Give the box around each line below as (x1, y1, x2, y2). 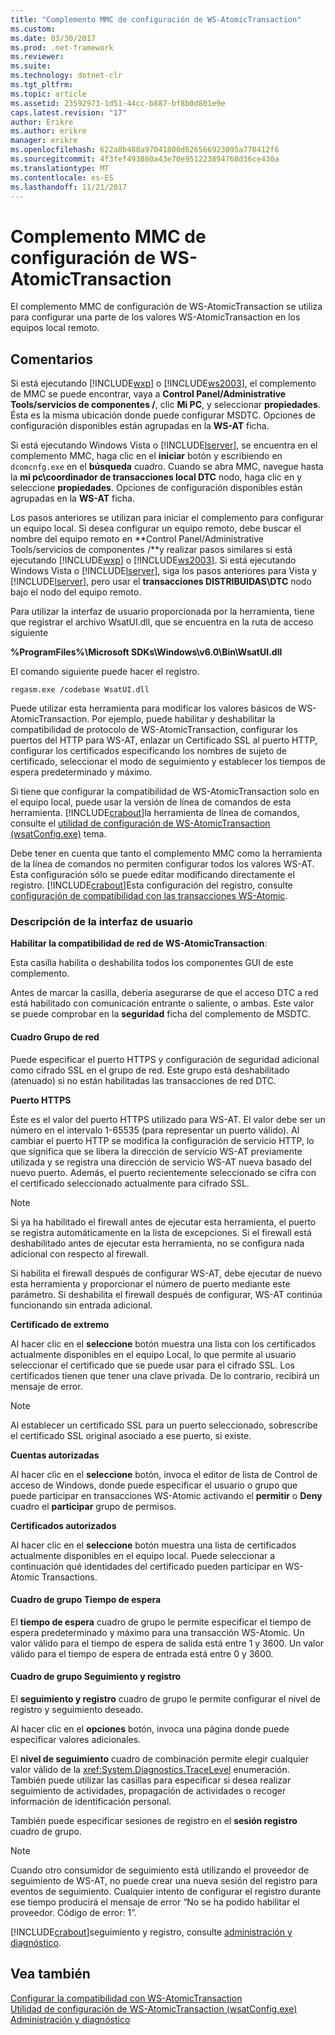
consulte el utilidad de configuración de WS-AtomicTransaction (10, 817, 271, 830)
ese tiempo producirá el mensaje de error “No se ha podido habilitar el (10, 1896, 300, 1908)
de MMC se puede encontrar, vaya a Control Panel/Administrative (10, 388, 287, 400)
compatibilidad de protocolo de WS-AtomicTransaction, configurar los (10, 724, 298, 736)
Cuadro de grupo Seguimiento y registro (10, 1671, 182, 1683)
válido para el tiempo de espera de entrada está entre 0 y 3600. (10, 1647, 274, 1660)
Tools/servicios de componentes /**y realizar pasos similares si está (10, 544, 293, 556)
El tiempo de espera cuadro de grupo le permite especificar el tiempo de (10, 1616, 312, 1628)
